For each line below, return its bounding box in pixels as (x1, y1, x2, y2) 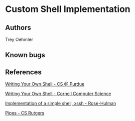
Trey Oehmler (5, 36, 33, 42)
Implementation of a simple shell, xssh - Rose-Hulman (5, 101, 116, 107)
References (5, 68, 42, 76)
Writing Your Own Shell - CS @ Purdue (5, 81, 85, 87)
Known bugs (5, 51, 46, 59)
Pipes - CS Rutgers (5, 110, 45, 116)
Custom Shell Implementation (5, 3, 131, 15)
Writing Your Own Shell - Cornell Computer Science (5, 91, 111, 97)
